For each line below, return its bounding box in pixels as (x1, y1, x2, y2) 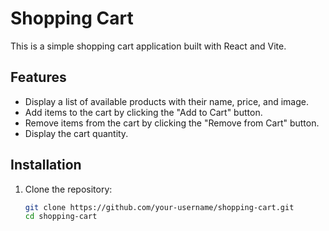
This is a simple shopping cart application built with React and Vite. (10, 40, 287, 52)
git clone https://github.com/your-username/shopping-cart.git (24, 202, 295, 212)
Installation (10, 157, 82, 174)
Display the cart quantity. (24, 127, 129, 139)
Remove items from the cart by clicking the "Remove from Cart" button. (24, 117, 320, 129)
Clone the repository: (24, 183, 113, 195)
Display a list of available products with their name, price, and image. (24, 95, 309, 107)
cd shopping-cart (24, 212, 98, 222)
